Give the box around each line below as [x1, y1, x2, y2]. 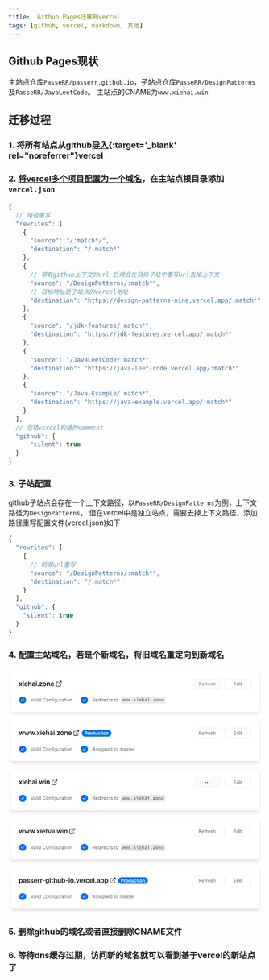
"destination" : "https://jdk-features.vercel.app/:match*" [29, 330, 232, 338]
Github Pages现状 [8, 54, 99, 68]
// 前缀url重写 [29, 560, 77, 569]
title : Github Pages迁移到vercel [8, 13, 121, 21]
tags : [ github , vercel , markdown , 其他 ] [8, 21, 143, 30]
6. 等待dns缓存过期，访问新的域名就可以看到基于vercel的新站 [8, 949, 248, 961]
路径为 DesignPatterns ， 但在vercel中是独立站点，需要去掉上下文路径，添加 [8, 508, 258, 518]
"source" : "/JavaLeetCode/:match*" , [29, 355, 153, 364]
